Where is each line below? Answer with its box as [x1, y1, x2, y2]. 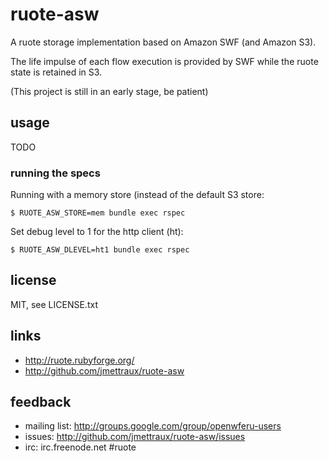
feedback [10, 394, 72, 411]
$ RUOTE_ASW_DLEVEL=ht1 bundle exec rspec [10, 245, 190, 255]
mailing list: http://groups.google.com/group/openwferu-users [24, 420, 282, 432]
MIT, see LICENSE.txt [10, 298, 98, 310]
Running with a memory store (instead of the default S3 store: [10, 189, 265, 201]
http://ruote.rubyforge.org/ [24, 354, 135, 366]
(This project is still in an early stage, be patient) [10, 85, 209, 97]
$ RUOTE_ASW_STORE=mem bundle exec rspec [10, 208, 186, 218]
